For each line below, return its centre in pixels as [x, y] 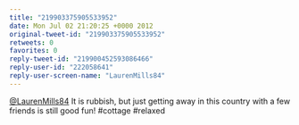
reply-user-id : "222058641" [62, 68]
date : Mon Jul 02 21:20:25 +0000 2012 [81, 26]
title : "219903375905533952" [63, 17]
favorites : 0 [33, 51]
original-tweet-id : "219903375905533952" [87, 34]
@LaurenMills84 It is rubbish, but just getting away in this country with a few [150, 101]
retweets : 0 [31, 42]
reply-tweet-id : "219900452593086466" [81, 59]
